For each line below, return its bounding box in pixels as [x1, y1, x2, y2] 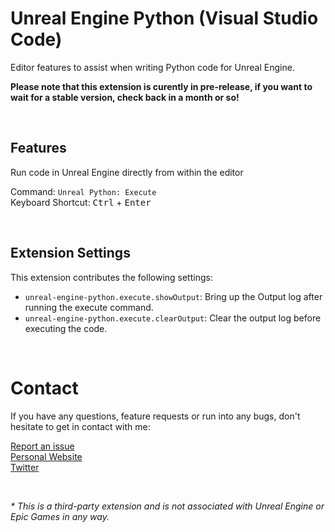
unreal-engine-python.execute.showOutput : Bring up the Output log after [24, 290, 323, 302]
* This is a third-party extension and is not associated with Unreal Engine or [10, 500, 325, 512]
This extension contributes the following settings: [10, 271, 213, 283]
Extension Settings [10, 245, 131, 262]
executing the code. [24, 322, 108, 334]
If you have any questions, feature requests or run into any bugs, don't [10, 410, 301, 422]
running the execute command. [24, 301, 154, 313]
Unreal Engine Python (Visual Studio [10, 7, 319, 30]
